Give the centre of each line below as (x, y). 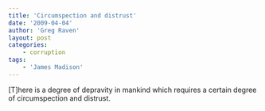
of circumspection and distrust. (60, 98)
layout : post (30, 38)
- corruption (44, 52)
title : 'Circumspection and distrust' (72, 15)
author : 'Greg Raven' (44, 30)
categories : (28, 45)
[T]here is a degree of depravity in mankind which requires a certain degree (132, 90)
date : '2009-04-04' (41, 23)
